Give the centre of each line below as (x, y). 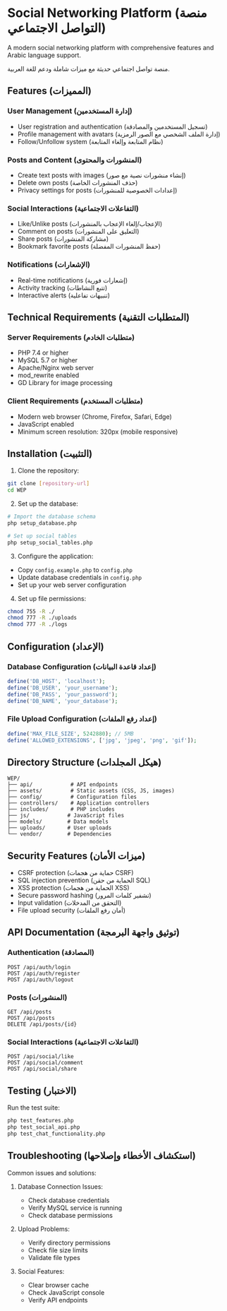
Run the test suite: (33, 1108)
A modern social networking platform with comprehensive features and (111, 47)
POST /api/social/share (42, 1069)
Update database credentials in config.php (80, 577)
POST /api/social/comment (45, 1063)
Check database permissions (70, 1215)
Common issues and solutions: (52, 1173)
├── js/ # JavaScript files (66, 816)
